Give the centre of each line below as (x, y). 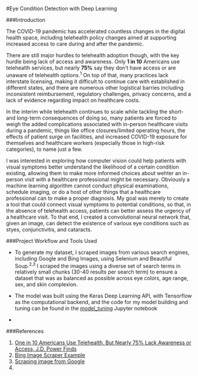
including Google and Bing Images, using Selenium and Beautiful (93, 258)
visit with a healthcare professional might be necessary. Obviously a (107, 179)
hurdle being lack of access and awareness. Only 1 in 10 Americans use (93, 62)
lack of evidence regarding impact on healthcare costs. (73, 100)
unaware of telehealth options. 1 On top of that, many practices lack (88, 75)
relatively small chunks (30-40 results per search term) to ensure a (96, 272)
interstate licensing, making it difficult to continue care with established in (95, 81)
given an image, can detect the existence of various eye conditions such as (98, 223)
